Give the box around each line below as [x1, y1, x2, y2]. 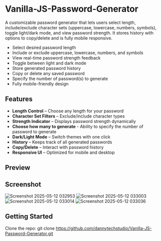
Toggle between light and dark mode [12, 60, 86, 66]
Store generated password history [12, 65, 81, 71]
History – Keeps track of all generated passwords [12, 139, 112, 145]
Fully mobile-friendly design [12, 80, 69, 86]
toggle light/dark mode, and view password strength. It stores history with [5, 30, 154, 36]
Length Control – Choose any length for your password [12, 108, 124, 114]
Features [5, 95, 33, 103]
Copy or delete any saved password [12, 70, 85, 76]
